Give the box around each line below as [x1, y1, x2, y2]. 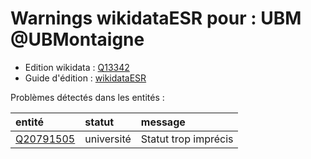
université [84, 132, 132, 146]
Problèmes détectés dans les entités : [10, 91, 165, 103]
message [140, 115, 186, 129]
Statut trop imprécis [140, 132, 234, 146]
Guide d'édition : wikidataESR [24, 72, 147, 84]
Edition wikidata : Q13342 [24, 61, 130, 73]
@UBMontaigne [10, 28, 145, 51]
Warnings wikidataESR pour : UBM [10, 7, 302, 30]
